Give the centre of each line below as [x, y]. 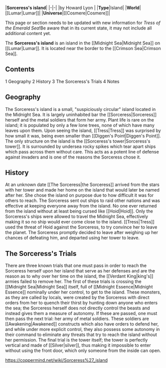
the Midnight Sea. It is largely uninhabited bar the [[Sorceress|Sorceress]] [81, 114]
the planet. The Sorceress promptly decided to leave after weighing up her [82, 232]
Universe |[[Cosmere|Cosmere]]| [77, 13]
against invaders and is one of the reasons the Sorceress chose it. [73, 157]
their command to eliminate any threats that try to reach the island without [81, 334]
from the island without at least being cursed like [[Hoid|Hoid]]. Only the [79, 211]
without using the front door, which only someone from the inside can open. [83, 350]
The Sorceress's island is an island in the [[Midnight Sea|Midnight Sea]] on [83, 43]
